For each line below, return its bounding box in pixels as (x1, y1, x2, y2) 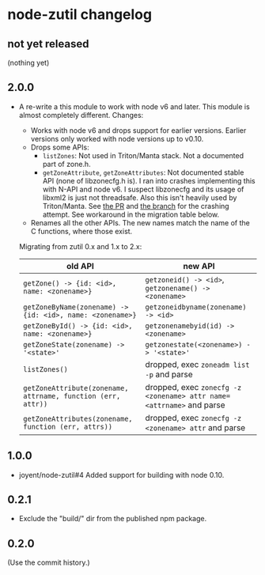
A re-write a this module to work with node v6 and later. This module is (18, 101, 250, 112)
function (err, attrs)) (22, 422, 112, 431)
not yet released (7, 37, 89, 51)
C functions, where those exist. (30, 226, 133, 236)
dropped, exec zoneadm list (145, 358, 250, 369)
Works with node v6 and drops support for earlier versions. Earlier (30, 125, 247, 135)
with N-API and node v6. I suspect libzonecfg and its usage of (42, 184, 244, 194)
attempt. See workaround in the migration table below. (42, 210, 219, 219)
